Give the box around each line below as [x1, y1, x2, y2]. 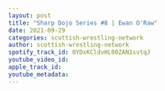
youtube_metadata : [8, 70, 69, 78]
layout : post [8, 11, 52, 20]
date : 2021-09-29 [8, 26, 66, 34]
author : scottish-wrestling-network [8, 41, 129, 49]
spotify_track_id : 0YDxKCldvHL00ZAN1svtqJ [8, 48, 151, 56]
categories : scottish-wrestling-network [8, 33, 144, 42]
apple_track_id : [8, 63, 62, 71]
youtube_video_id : [8, 56, 69, 64]
